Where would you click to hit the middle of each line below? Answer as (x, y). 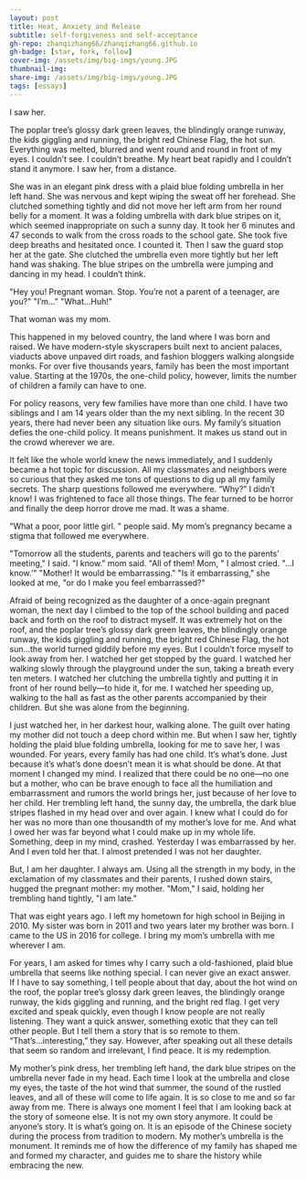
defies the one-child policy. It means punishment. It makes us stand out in (148, 432)
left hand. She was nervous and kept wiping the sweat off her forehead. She (153, 196)
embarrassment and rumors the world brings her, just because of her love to (153, 793)
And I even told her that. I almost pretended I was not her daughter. (136, 851)
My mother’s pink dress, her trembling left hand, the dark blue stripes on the (153, 1067)
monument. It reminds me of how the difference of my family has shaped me (153, 1145)
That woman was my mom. (60, 319)
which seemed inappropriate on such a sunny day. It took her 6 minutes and (152, 225)
